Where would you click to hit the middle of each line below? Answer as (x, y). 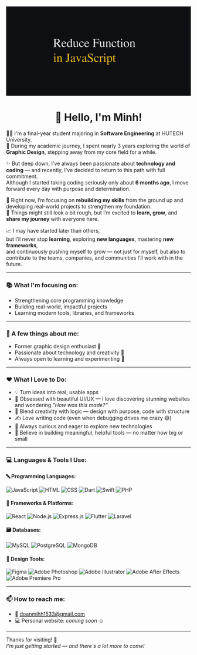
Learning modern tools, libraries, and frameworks (74, 313)
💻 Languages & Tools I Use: (46, 460)
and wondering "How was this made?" (61, 405)
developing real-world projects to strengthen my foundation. (79, 207)
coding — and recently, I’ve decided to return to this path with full (86, 170)
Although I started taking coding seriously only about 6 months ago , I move (97, 183)
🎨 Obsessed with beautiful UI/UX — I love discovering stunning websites (102, 399)
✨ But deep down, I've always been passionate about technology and (91, 164)
